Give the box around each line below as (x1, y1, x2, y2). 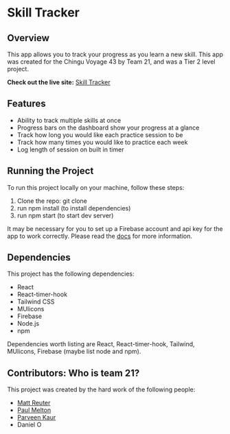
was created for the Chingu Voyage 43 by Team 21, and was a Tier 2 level (7, 58, 216, 66)
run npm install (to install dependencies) (16, 204, 131, 212)
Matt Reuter (16, 399, 51, 407)
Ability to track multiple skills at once (16, 116, 122, 124)
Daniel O (16, 420, 42, 429)
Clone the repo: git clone (16, 197, 87, 205)
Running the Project (7, 165, 94, 177)
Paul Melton (16, 406, 51, 414)
